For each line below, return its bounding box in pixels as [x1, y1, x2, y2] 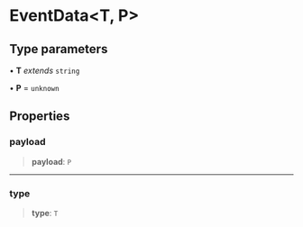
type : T [31, 207, 59, 218]
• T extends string [9, 65, 80, 76]
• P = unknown [9, 83, 60, 93]
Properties [9, 109, 70, 124]
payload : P [31, 156, 72, 167]
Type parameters [9, 41, 108, 57]
